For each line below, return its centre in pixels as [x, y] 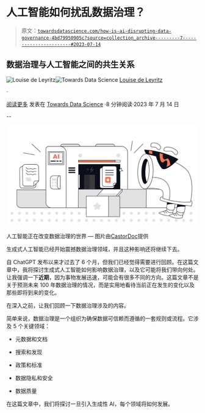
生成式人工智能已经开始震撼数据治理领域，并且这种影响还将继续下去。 [95, 249]
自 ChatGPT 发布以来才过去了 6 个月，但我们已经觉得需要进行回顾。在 [95, 262]
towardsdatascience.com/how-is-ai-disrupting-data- [105, 31]
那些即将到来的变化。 [33, 293]
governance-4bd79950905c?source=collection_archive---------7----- [109, 38]
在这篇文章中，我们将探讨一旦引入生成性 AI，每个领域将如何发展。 [90, 404]
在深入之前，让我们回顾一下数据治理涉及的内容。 [68, 306]
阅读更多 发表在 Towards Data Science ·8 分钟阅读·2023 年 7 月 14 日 [93, 104]
